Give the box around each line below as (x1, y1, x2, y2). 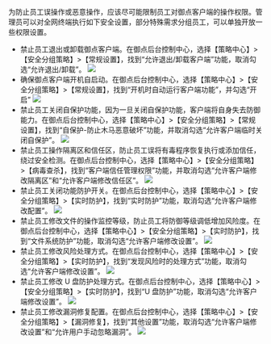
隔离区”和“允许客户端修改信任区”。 (27, 176, 144, 185)
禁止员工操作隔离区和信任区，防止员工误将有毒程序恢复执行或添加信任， (19, 145, 261, 155)
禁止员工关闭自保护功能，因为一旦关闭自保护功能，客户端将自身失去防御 (19, 105, 261, 115)
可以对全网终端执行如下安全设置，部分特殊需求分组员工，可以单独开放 (22, 17, 256, 27)
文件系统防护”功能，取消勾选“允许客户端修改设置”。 (30, 237, 203, 245)
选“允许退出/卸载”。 (19, 65, 86, 74)
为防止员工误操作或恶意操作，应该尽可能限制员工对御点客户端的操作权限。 (8, 7, 256, 16)
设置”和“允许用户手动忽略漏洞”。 (27, 327, 136, 337)
